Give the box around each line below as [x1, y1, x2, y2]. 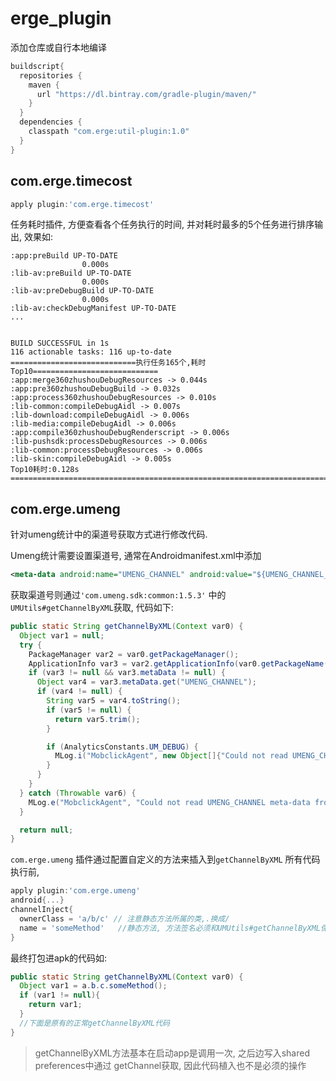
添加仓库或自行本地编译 [10, 41, 107, 53]
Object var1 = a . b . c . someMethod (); [19, 981, 168, 991]
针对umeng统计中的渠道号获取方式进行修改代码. [10, 528, 208, 541]
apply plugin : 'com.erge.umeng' [10, 886, 141, 896]
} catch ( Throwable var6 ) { [19, 788, 137, 798]
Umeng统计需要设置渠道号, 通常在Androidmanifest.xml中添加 [10, 550, 262, 562]
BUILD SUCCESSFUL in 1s [10, 338, 110, 349]
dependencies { [19, 117, 83, 127]
